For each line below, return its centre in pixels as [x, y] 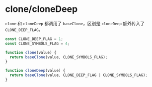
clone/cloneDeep [41, 9]
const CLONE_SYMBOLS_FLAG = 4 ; [38, 43]
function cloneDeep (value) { [35, 71]
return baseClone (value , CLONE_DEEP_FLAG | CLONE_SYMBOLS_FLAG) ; [79, 75]
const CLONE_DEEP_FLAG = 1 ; [34, 39]
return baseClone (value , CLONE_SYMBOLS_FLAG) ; [59, 57]
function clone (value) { [31, 52]
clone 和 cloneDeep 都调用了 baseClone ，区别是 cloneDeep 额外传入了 [75, 23]
